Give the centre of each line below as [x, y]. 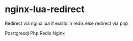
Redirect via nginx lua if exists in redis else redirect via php [66, 23]
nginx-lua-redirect [45, 9]
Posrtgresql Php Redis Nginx [35, 33]
